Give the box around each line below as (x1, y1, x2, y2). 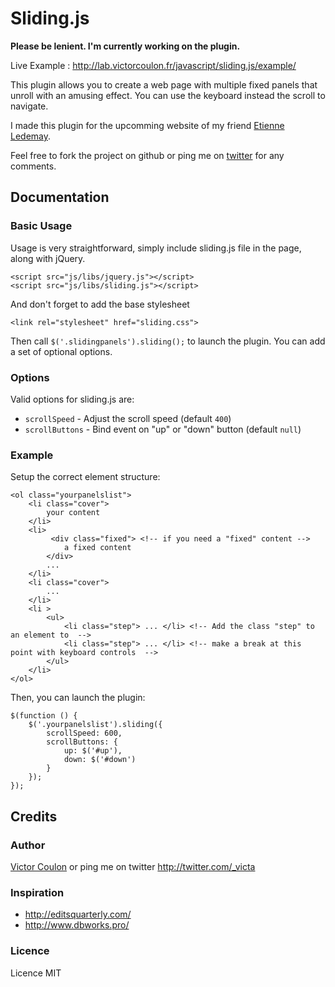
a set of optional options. (10, 345, 113, 357)
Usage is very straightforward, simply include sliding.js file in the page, (10, 242, 302, 254)
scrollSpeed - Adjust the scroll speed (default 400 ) (24, 412, 232, 424)
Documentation (10, 189, 110, 206)
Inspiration (10, 885, 65, 899)
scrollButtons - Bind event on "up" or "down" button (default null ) (24, 423, 302, 435)
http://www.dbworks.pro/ (24, 919, 130, 931)
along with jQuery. (10, 252, 86, 264)
